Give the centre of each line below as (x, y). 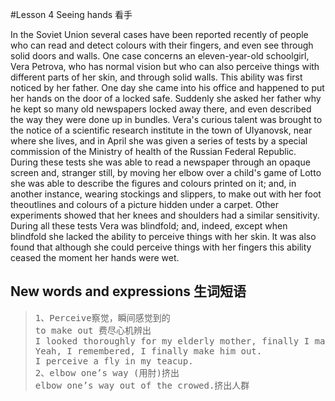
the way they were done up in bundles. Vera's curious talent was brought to (166, 119)
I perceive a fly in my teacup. (114, 361)
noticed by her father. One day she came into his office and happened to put (167, 87)
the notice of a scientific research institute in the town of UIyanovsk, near (161, 130)
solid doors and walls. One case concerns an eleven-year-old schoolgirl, (160, 56)
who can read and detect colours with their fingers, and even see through (162, 45)
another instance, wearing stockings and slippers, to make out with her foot (166, 194)
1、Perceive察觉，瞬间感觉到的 (102, 317)
